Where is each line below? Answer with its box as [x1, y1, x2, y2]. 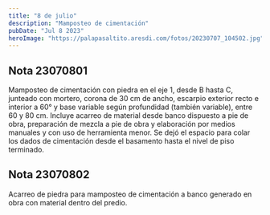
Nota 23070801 [8, 63, 88, 77]
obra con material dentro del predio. [8, 197, 128, 207]
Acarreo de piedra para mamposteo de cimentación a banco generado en [8, 189, 252, 199]
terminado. [8, 145, 44, 155]
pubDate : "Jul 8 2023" [8, 26, 84, 34]
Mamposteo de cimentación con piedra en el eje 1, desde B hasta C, [8, 85, 234, 95]
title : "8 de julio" [8, 11, 78, 20]
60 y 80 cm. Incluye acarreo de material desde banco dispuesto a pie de [8, 111, 249, 120]
